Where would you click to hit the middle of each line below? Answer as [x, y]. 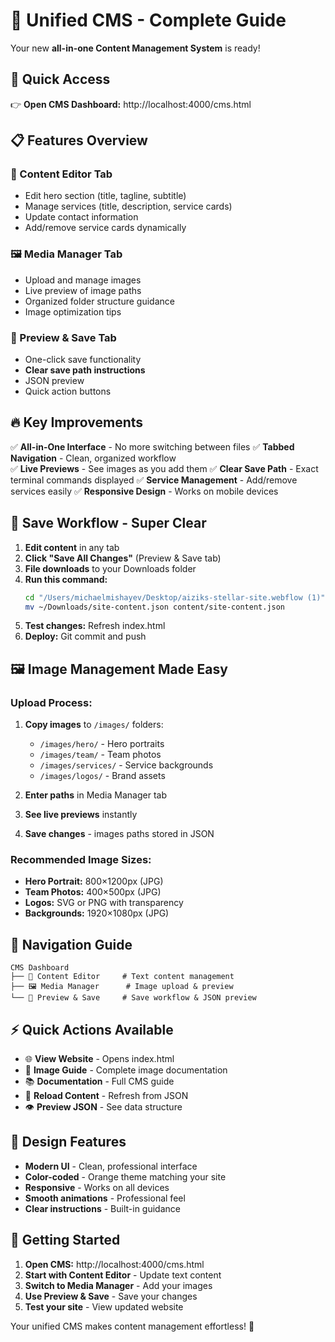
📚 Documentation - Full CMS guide [99, 1081]
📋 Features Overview [79, 140]
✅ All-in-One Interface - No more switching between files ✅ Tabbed [152, 446]
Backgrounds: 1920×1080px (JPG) [97, 913]
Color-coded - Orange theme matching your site [125, 1176]
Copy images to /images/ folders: [94, 725]
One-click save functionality [83, 360]
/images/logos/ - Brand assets [102, 776]
